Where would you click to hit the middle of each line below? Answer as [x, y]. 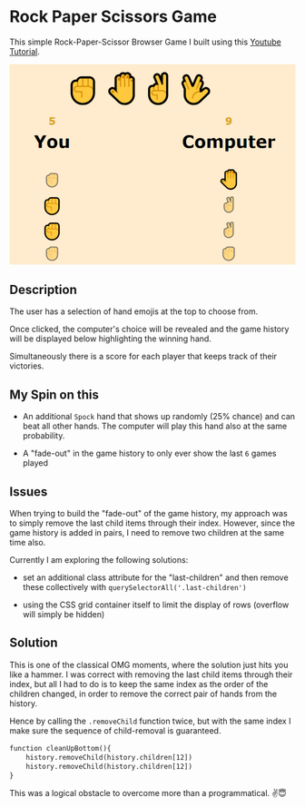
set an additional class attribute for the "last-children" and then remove [155, 577]
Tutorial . [25, 51]
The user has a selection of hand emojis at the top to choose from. [134, 311]
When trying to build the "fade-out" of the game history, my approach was [148, 514]
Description [43, 289]
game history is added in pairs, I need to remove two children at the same [147, 533]
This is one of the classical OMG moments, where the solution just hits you [149, 664]
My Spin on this [54, 394]
